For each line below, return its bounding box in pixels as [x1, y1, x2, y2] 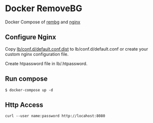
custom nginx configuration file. [5, 51, 69, 57]
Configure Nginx [5, 33, 56, 41]
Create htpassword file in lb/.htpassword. [5, 60, 87, 66]
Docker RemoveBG [5, 3, 83, 14]
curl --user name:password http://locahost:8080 [5, 114, 105, 119]
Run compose [5, 75, 48, 83]
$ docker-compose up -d [5, 88, 53, 92]
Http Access [5, 101, 44, 109]
